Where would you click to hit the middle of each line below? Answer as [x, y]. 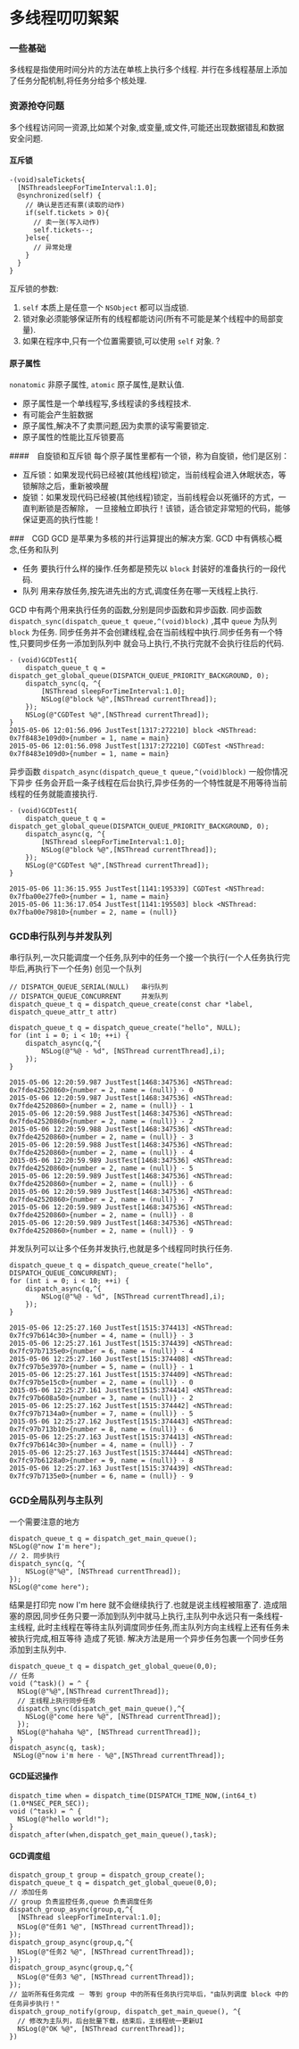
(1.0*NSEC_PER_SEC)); [50, 1804]
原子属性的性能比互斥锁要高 [73, 437]
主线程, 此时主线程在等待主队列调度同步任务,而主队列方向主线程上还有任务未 [149, 1627]
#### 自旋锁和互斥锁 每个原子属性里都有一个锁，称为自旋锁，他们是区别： [149, 456]
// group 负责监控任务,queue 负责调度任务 [81, 1902]
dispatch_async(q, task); [57, 1747]
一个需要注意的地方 [45, 1522]
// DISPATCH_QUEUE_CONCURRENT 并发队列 [88, 997]
